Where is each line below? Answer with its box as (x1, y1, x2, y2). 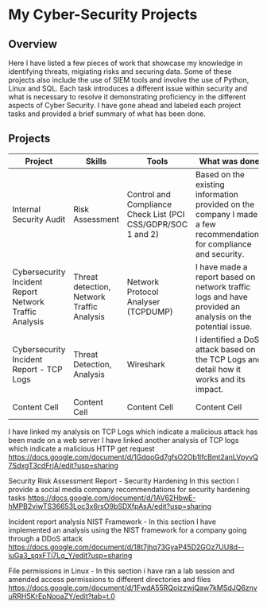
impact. (195, 383, 224, 394)
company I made (195, 208, 258, 219)
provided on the (195, 199, 255, 210)
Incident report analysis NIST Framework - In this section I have (8, 517, 217, 526)
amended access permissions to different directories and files (8, 574, 211, 584)
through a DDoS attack (8, 533, 83, 543)
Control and (126, 188, 171, 200)
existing (195, 179, 225, 190)
